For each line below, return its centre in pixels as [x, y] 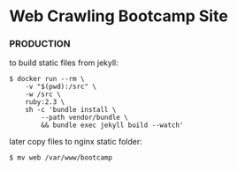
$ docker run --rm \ [47, 79]
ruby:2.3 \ [45, 102]
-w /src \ [43, 94]
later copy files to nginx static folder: [76, 142]
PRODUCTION [40, 44]
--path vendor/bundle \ [84, 118]
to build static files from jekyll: [64, 63]
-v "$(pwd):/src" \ [61, 87]
